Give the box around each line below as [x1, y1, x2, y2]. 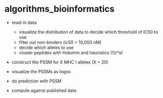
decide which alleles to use [19, 44, 74, 50]
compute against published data [11, 87, 77, 93]
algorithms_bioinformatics [4, 3, 115, 15]
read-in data [11, 20, 37, 25]
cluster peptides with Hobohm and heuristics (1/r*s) [19, 50, 123, 56]
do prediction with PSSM [11, 78, 62, 84]
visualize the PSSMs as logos [11, 68, 71, 74]
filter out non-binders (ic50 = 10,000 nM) [19, 39, 102, 45]
